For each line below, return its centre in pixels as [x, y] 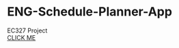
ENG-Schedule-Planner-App [90, 12]
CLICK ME [22, 37]
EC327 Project [27, 30]
